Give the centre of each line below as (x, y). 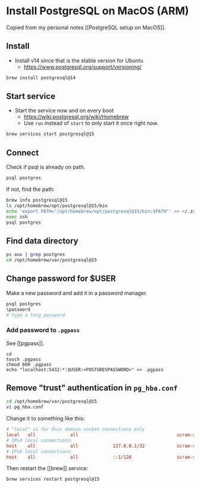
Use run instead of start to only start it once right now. (91, 123)
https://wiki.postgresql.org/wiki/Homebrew (76, 117)
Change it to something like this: (46, 418)
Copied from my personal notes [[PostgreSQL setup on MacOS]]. (86, 27)
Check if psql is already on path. (46, 167)
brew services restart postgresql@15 (53, 479)
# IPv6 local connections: (40, 451)
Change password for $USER (61, 279)
